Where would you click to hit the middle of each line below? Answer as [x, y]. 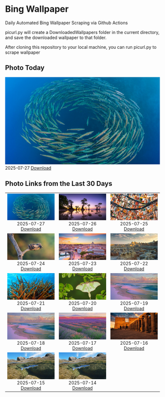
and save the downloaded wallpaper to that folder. [56, 37]
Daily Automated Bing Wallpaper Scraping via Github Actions [67, 23]
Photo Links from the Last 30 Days [59, 183]
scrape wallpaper [23, 52]
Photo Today [25, 68]
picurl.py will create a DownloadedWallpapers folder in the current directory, [82, 32]
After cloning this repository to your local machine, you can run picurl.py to [81, 47]
